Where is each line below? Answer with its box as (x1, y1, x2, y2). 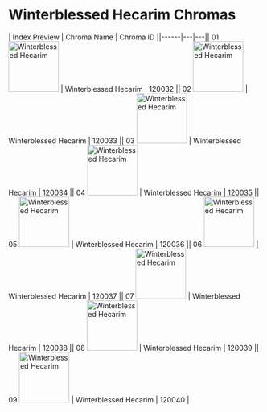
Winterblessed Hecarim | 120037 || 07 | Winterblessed (8, 291, 241, 301)
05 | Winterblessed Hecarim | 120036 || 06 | (8, 239, 259, 249)
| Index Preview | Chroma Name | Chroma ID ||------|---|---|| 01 (8, 32, 220, 42)
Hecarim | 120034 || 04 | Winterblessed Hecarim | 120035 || (8, 187, 260, 197)
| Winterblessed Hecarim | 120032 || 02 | (60, 84, 248, 93)
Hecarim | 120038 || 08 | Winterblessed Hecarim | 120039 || (8, 343, 260, 352)
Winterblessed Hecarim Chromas (8, 6, 236, 24)
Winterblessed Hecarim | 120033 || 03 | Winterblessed (8, 135, 241, 146)
